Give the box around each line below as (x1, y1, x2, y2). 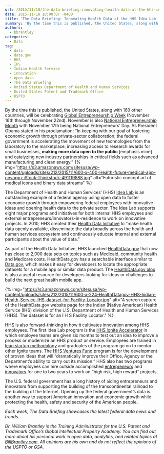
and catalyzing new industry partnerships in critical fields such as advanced (5, 154, 158, 160)
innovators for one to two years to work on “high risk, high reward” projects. (5, 369, 158, 375)
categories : (5, 35, 29, 40)
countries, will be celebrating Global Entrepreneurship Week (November (5, 112, 150, 118)
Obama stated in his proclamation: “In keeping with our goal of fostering (5, 128, 150, 134)
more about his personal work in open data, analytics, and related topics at (5, 434, 157, 440)
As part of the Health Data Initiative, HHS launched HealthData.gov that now (5, 246, 158, 252)
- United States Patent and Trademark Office (9, 89, 104, 94)
